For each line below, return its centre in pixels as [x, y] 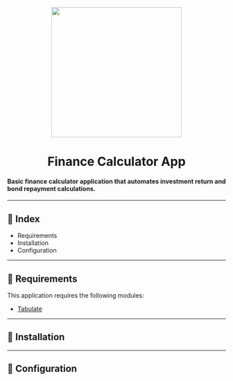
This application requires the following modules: [76, 296]
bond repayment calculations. [51, 188]
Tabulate [30, 309]
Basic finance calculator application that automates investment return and [116, 181]
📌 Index [24, 219]
